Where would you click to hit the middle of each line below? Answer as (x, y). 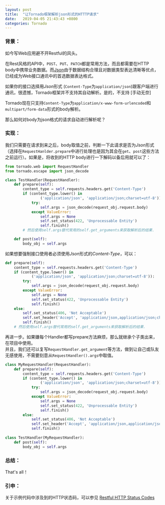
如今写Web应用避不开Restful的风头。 (42, 53)
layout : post (18, 10)
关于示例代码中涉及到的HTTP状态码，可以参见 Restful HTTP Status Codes (80, 498)
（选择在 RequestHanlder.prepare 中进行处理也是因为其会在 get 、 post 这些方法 (82, 151)
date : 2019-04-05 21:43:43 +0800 (41, 19)
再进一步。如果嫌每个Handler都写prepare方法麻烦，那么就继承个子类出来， (81, 337)
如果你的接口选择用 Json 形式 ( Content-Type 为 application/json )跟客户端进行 (82, 86)
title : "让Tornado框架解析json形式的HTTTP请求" (52, 14)
